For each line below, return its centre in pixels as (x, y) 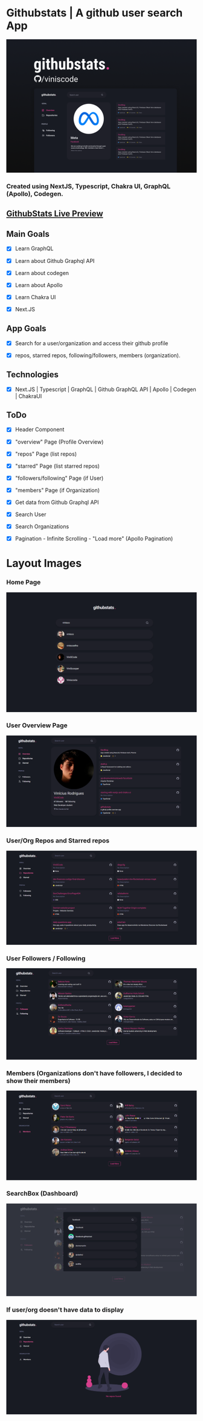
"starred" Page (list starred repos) (57, 466)
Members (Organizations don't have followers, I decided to (94, 1073)
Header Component (40, 430)
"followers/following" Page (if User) (59, 478)
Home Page (24, 582)
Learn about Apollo (39, 285)
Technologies (33, 375)
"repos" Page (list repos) (46, 454)
